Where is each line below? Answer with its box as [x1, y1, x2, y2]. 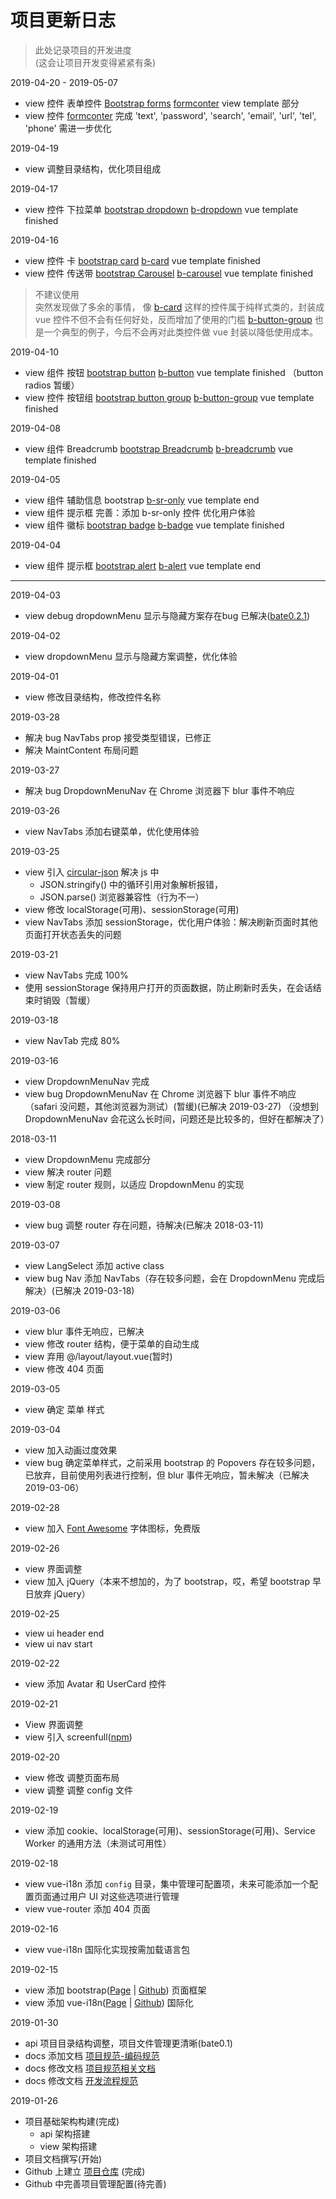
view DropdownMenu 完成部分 [24, 1153, 152, 1165]
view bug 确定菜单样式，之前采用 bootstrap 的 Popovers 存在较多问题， [24, 1456, 321, 1468]
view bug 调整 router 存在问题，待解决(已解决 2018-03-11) [24, 1219, 264, 1231]
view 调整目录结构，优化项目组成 [24, 162, 162, 175]
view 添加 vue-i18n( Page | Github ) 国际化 [24, 1996, 194, 2008]
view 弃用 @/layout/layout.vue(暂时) [24, 1350, 173, 1362]
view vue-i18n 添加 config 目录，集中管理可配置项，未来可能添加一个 [24, 1877, 310, 1890]
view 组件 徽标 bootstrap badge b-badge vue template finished [24, 519, 285, 531]
